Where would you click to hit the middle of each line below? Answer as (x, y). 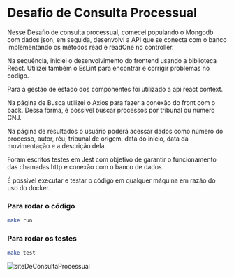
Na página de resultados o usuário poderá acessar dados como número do (115, 131)
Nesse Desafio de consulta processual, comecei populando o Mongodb (110, 32)
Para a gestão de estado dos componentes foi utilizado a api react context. (115, 89)
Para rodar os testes (42, 239)
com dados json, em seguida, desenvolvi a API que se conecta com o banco (117, 39)
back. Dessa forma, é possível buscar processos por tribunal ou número (111, 110)
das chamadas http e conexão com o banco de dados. (86, 166)
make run (20, 221)
